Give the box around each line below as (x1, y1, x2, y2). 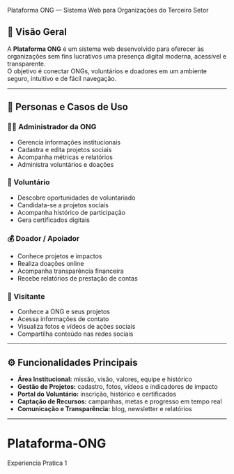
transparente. (7, 59, 47, 68)
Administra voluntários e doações (17, 160, 114, 168)
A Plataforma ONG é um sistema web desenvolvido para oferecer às (7, 45, 204, 53)
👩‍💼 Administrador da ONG (7, 122, 97, 132)
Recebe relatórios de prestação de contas (17, 274, 138, 283)
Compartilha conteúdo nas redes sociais (17, 329, 134, 338)
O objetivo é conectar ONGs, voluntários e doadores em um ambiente (7, 66, 208, 75)
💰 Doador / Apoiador (7, 233, 80, 243)
